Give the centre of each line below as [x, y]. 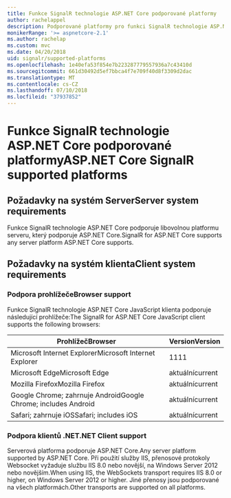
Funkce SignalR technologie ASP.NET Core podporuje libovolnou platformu [113, 228]
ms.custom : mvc [29, 46]
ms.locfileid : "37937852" [44, 97]
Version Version [195, 341]
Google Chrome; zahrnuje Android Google [77, 395]
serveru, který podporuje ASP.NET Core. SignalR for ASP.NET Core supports [114, 235]
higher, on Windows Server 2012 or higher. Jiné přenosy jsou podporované [113, 479]
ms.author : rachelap [37, 39]
